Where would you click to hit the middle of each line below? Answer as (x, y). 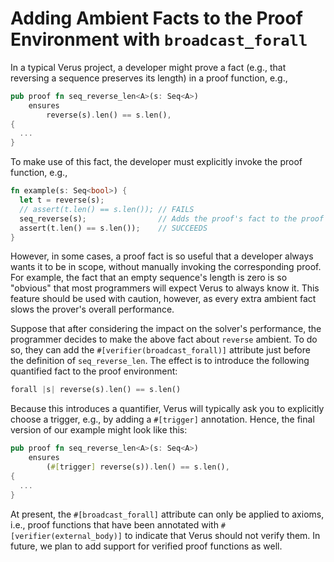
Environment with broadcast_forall (159, 39)
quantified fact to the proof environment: (94, 371)
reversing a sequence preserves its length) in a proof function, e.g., (149, 78)
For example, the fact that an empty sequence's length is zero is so (149, 278)
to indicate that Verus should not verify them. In (222, 535)
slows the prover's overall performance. (92, 309)
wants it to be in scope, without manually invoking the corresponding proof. (166, 267)
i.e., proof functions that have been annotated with (114, 524)
